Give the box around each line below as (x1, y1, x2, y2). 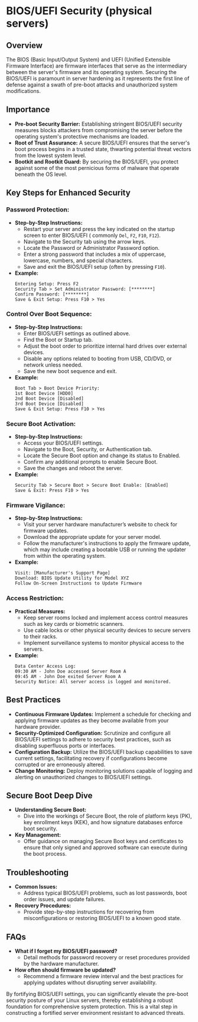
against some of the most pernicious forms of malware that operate (14, 164, 179, 171)
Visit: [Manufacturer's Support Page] (14, 570, 111, 576)
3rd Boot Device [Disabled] (14, 401, 84, 407)
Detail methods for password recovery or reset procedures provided (23, 953, 190, 960)
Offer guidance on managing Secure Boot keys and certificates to (23, 838, 183, 845)
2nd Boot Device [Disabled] (14, 396, 84, 401)
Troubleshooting (6, 867, 69, 878)
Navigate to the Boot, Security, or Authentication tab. (23, 446, 152, 453)
